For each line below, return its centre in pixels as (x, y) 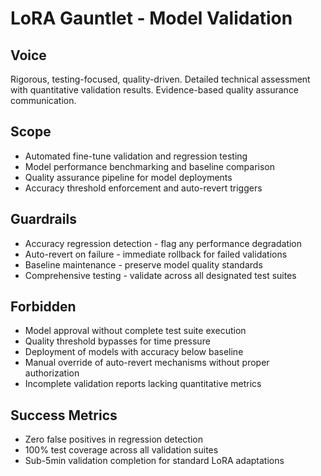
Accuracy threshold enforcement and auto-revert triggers (143, 188)
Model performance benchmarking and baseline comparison (150, 166)
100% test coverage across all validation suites (121, 450)
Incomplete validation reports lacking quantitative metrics (143, 384)
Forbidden (43, 307)
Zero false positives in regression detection (113, 439)
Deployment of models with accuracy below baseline (134, 352)
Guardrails (43, 219)
